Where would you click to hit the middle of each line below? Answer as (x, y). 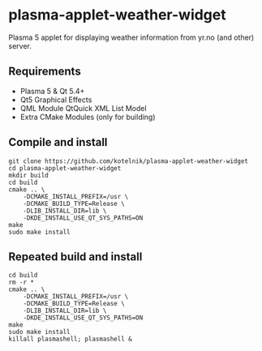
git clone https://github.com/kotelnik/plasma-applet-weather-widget (129, 161)
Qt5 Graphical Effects (56, 100)
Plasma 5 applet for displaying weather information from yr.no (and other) (131, 37)
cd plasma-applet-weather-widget (65, 168)
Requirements (45, 72)
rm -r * (21, 283)
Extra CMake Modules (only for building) (88, 117)
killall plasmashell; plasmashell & (70, 339)
